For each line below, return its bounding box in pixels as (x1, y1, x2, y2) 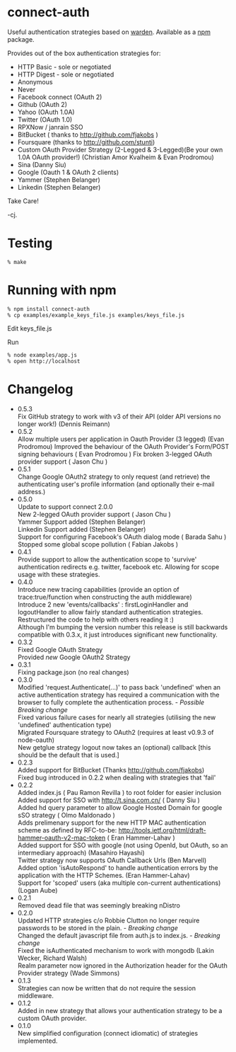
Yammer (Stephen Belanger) (17, 175, 100, 184)
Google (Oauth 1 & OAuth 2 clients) (17, 168, 119, 176)
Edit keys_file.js (7, 324, 52, 333)
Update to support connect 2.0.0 (17, 502, 113, 510)
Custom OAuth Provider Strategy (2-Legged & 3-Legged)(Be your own (17, 145, 223, 154)
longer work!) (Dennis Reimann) (17, 419, 111, 428)
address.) (17, 487, 46, 496)
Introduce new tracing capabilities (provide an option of (17, 585, 179, 593)
